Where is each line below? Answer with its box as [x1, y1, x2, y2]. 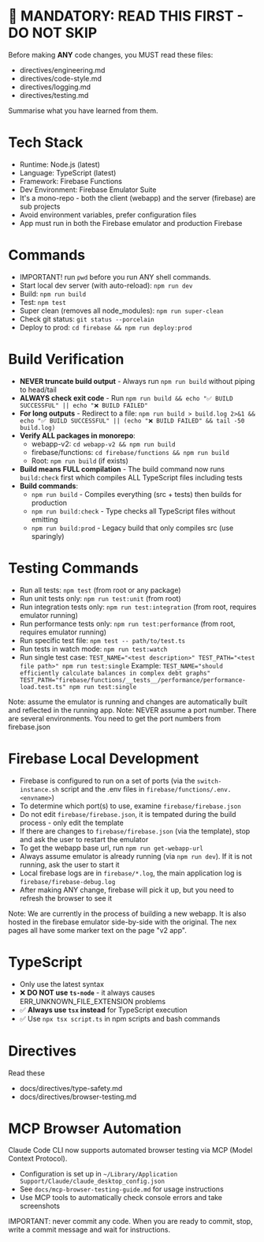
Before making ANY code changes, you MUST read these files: [8, 50, 214, 59]
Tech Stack [8, 134, 84, 152]
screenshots [19, 1201, 61, 1211]
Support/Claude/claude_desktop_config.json [19, 1177, 165, 1186]
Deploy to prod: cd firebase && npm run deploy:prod [19, 322, 192, 332]
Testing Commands [8, 559, 139, 577]
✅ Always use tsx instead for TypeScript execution [19, 1005, 188, 1014]
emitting [31, 514, 58, 524]
